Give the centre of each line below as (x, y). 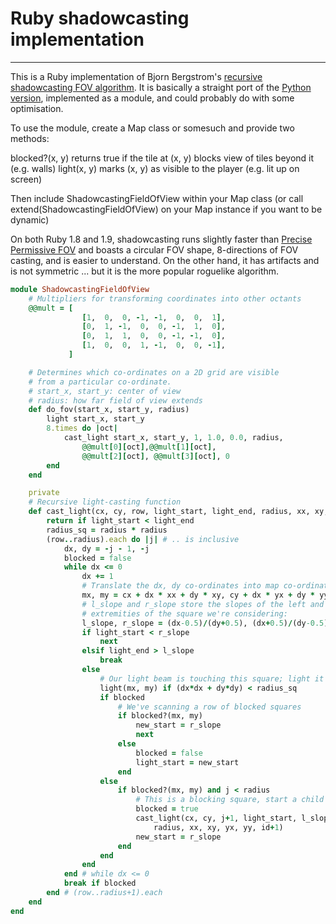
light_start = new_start (187, 762)
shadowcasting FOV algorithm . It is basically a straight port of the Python (161, 87)
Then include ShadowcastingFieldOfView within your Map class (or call (157, 198)
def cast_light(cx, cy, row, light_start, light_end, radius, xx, (169, 512)
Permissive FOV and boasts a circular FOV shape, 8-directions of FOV (154, 249)
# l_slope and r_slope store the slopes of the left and (203, 604)
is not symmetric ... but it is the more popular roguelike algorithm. (145, 271)
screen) (26, 179)
